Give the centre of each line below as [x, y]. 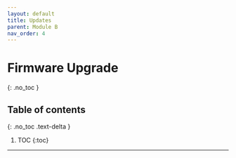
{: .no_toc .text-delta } [39, 126]
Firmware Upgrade [63, 68]
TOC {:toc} [33, 140]
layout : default [31, 14]
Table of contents [46, 110]
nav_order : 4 [26, 33]
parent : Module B [33, 27]
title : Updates [29, 20]
